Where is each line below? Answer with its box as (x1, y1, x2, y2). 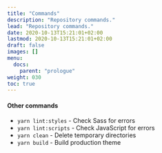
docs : (13, 61, 30, 68)
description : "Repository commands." (7, 16, 116, 23)
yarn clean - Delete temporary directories (17, 131, 136, 139)
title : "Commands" (7, 10, 60, 17)
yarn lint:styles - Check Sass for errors (17, 117, 136, 125)
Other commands (7, 101, 59, 110)
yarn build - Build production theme (17, 139, 121, 147)
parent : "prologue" (19, 67, 76, 74)
